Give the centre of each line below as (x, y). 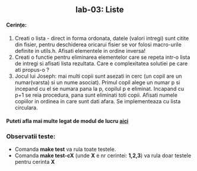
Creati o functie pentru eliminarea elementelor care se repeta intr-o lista (102, 57)
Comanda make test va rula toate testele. (65, 149)
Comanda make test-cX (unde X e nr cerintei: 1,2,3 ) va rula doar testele (103, 156)
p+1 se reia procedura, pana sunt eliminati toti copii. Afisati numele (96, 95)
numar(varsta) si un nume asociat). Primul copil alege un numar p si (97, 82)
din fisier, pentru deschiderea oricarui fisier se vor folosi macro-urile (98, 45)
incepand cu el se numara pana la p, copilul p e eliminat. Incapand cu (99, 88)
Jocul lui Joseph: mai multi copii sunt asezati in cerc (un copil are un (98, 76)
